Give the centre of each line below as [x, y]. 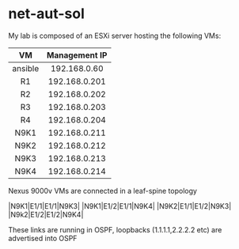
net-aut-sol [47, 14]
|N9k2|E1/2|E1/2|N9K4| [46, 214]
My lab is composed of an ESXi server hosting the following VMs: [115, 36]
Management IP [77, 55]
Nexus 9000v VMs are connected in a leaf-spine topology [103, 191]
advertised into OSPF [43, 238]
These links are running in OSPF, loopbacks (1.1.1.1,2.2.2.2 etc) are [115, 229]
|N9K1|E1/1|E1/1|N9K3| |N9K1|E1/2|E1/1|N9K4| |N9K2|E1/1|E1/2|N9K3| [120, 206]
